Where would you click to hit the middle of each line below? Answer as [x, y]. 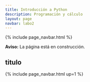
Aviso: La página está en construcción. [45, 47]
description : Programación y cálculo [44, 14]
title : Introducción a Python [36, 10]
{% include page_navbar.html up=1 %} [44, 74]
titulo [13, 62]
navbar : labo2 [20, 23]
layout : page [19, 19]
